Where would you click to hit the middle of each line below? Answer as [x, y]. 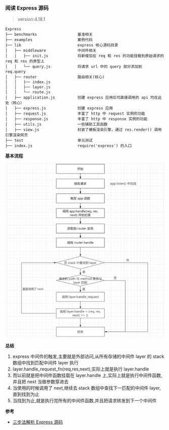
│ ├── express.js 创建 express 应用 [59, 109]
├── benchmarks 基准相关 [49, 35]
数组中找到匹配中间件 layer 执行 [45, 362]
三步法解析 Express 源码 [38, 422]
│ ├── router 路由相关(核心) [55, 77]
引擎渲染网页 [17, 135]
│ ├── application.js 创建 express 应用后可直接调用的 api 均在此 [83, 98]
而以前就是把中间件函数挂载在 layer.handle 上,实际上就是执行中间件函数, [87, 375]
